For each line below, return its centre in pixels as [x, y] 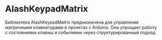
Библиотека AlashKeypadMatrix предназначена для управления [72, 22]
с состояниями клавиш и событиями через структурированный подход [80, 32]
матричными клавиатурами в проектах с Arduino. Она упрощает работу [81, 27]
